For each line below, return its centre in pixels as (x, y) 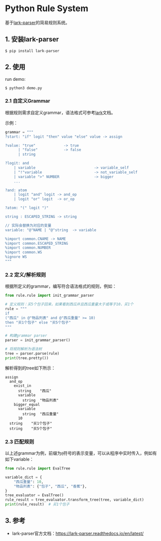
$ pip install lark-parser (32, 51)
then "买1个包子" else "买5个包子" (38, 322)
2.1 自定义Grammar (28, 101)
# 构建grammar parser (26, 336)
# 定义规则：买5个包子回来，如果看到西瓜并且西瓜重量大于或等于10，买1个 (69, 305)
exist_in (23, 386)
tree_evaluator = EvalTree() (34, 495)
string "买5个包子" (31, 429)
